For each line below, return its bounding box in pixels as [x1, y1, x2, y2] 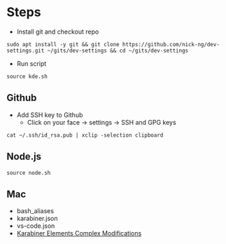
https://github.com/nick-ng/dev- [122, 41, 220, 48]
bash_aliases [16, 207, 54, 215]
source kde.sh [6, 73, 48, 80]
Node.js [6, 151, 42, 163]
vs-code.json [16, 222, 55, 230]
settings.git [6, 47, 45, 54]
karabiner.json [16, 215, 58, 223]
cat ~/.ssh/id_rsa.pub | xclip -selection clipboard [6, 131, 164, 139]
